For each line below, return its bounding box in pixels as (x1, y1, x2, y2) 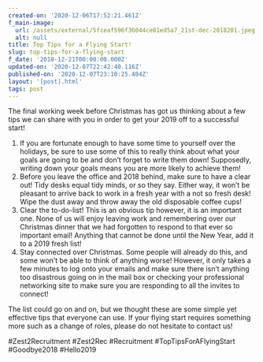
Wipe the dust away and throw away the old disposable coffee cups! (19, 197, 243, 207)
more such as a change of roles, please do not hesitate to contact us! (8, 321, 233, 331)
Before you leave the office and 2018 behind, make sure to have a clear (19, 172, 251, 181)
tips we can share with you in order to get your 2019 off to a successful (8, 115, 239, 125)
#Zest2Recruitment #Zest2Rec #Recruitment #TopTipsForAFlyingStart (8, 337, 235, 346)
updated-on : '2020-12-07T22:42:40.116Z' (8, 63, 143, 71)
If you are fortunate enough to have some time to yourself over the (19, 139, 236, 148)
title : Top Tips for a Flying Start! (8, 41, 132, 49)
